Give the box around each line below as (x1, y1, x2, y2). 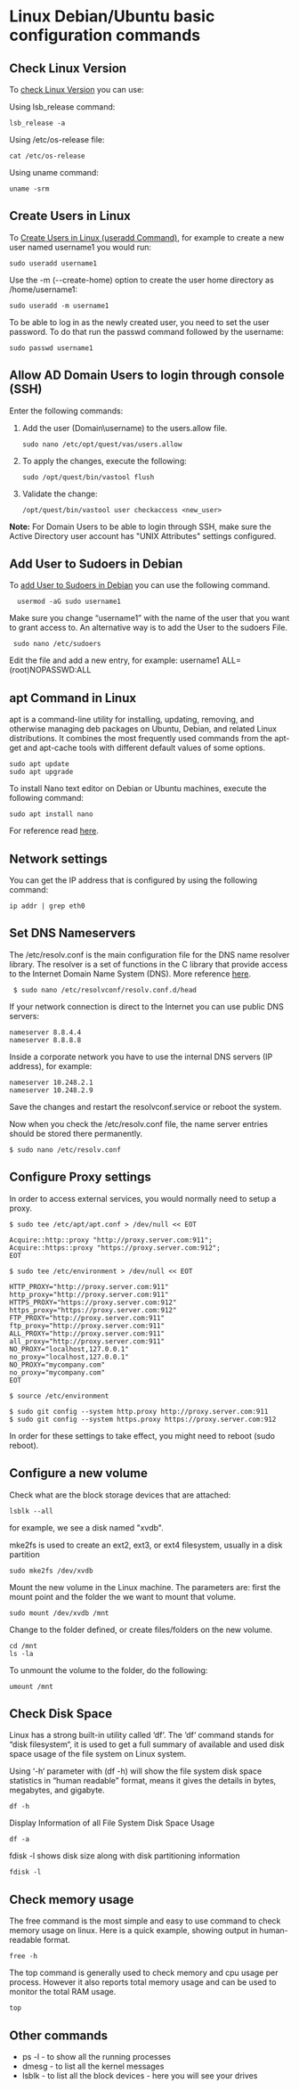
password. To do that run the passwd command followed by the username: (9, 326, 285, 337)
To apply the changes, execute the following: (21, 455, 187, 466)
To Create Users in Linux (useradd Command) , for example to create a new (9, 232, 285, 242)
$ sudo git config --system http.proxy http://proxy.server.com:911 (9, 1407, 269, 1416)
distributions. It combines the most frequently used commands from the (9, 733, 273, 744)
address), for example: (9, 1060, 93, 1071)
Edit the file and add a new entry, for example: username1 (9, 655, 220, 665)
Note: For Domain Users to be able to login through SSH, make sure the (9, 521, 271, 532)
